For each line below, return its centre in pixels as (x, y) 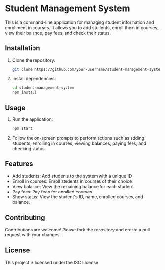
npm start (22, 129)
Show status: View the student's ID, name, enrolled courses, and (78, 197)
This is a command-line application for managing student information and (80, 22)
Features (19, 164)
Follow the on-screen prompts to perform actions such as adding (78, 138)
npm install (24, 92)
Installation (23, 48)
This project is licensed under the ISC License (52, 262)
